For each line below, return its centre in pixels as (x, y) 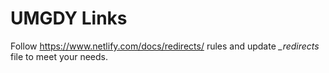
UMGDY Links (69, 18)
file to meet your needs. (59, 56)
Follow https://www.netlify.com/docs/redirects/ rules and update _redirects (165, 46)
